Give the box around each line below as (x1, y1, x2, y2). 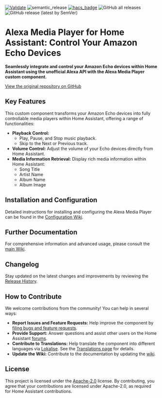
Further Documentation (5, 228, 78, 236)
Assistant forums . (12, 336, 48, 341)
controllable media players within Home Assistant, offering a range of (5, 115, 144, 121)
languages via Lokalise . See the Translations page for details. (12, 346, 135, 351)
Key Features (5, 97, 46, 106)
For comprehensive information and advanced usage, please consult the (5, 241, 150, 247)
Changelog (5, 260, 39, 269)
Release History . (5, 278, 38, 284)
